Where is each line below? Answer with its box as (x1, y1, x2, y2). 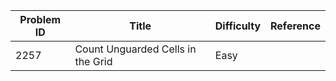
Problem (19, 13, 62, 26)
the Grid (74, 55, 113, 68)
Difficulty (214, 19, 262, 33)
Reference (270, 19, 321, 33)
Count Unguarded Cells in (74, 42, 197, 56)
